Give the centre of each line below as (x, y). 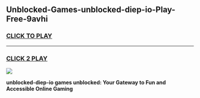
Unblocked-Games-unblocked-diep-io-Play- (91, 10)
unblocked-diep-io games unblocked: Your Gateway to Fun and (86, 82)
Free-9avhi (27, 19)
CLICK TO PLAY (29, 36)
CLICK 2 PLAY (27, 58)
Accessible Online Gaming (40, 88)
